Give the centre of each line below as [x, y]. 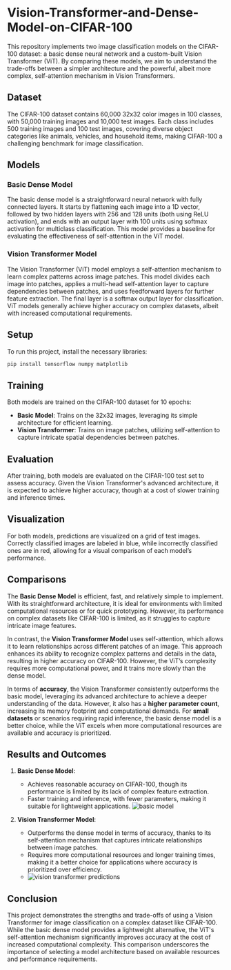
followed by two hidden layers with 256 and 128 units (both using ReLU [108, 214]
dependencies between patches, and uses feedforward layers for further [111, 291]
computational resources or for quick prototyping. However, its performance [115, 611]
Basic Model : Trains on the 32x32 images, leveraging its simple [107, 416]
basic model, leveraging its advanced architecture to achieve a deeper [107, 696]
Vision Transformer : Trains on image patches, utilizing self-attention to [119, 430]
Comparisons [37, 579]
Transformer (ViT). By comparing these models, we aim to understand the [112, 61]
